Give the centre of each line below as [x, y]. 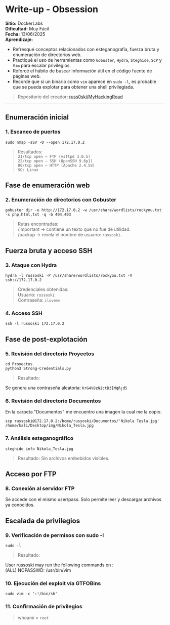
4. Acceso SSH [24, 313]
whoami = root [33, 617]
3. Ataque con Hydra [31, 265]
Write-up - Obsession [52, 9]
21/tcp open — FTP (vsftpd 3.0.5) [54, 156]
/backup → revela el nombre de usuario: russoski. [70, 235]
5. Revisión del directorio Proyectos [50, 354]
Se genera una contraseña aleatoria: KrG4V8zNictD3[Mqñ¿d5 [66, 388]
